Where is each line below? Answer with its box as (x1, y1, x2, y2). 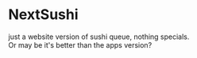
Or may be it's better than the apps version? (8, 40, 153, 49)
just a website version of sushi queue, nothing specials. (8, 32, 190, 41)
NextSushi (8, 6, 79, 24)
